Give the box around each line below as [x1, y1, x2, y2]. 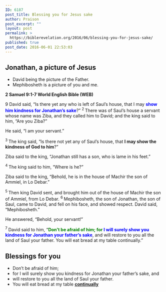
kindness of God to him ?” [5, 143, 58, 150]
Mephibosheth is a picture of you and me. [12, 82, 98, 88]
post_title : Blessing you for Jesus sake [5, 12, 93, 17]
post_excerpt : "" [5, 21, 41, 27]
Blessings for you [5, 252, 61, 260]
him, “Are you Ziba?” [5, 118, 47, 124]
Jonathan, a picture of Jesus [5, 63, 96, 72]
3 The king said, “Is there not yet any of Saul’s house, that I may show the [5, 137, 156, 144]
